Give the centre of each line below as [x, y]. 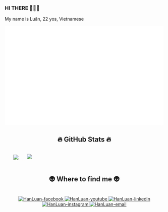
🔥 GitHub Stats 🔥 [84, 139]
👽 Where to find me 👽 [84, 179]
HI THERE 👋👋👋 [22, 8]
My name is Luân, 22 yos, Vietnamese [44, 19]
